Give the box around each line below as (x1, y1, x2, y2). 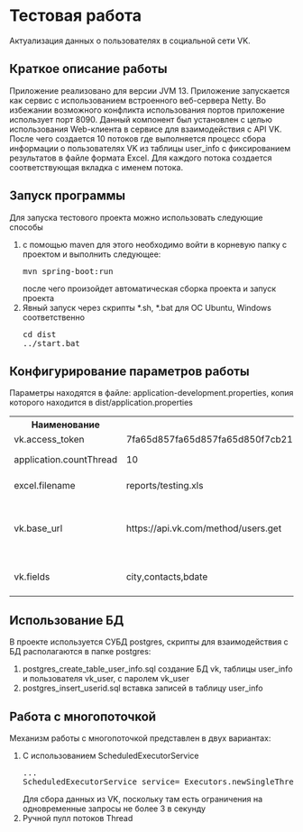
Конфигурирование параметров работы (9, 363, 250, 379)
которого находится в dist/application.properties (9, 398, 194, 408)
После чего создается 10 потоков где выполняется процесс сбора (9, 133, 266, 144)
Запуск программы (9, 188, 126, 204)
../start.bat (22, 338, 80, 348)
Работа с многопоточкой (9, 709, 156, 724)
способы (9, 222, 43, 233)
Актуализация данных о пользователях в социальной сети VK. (9, 35, 251, 46)
